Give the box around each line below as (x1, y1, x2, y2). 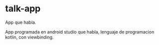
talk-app (5, 3, 41, 14)
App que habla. (5, 19, 36, 25)
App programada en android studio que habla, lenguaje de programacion (5, 29, 155, 35)
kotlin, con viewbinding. (5, 34, 54, 40)
